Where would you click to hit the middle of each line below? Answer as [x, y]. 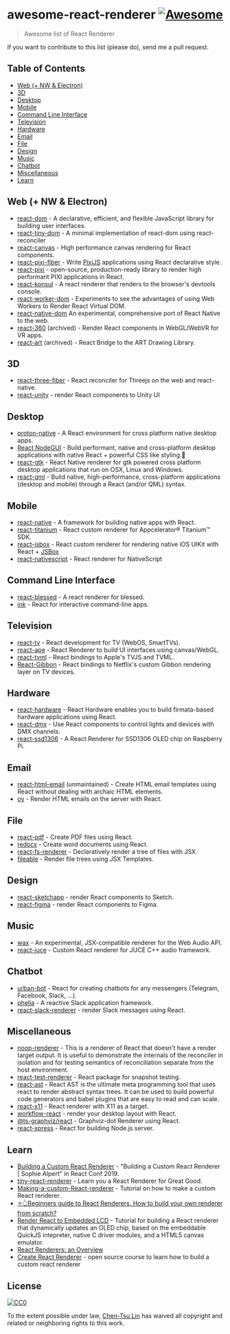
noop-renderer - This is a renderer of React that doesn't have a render [116, 1048]
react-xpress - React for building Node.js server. [85, 1128]
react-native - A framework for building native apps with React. [106, 522]
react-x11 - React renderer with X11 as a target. [83, 1107]
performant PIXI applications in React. [71, 276]
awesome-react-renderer [81, 15]
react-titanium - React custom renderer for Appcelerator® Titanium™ [114, 530]
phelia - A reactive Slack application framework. [85, 1002]
